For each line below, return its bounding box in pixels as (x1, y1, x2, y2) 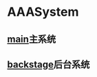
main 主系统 (7, 33, 56, 45)
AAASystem (7, 4, 79, 20)
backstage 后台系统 (7, 58, 90, 70)
